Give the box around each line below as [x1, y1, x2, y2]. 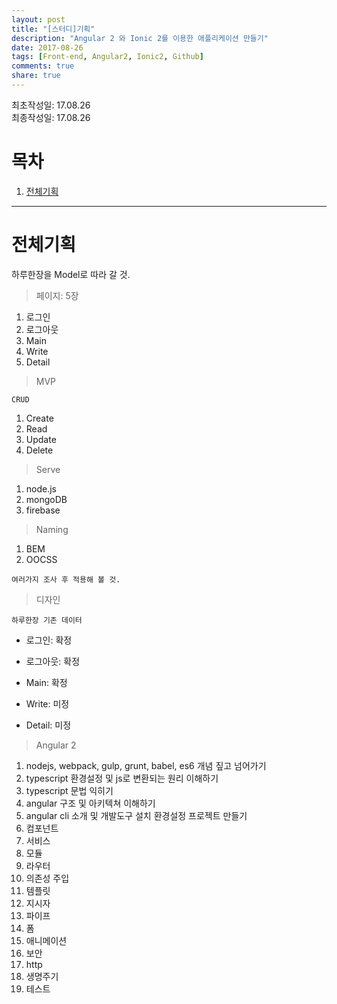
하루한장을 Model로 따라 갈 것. [11, 268, 131, 280]
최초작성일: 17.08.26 [11, 99, 91, 111]
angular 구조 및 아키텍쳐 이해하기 [25, 797, 156, 809]
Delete [25, 444, 54, 456]
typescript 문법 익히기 [25, 784, 114, 796]
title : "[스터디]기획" [11, 24, 96, 34]
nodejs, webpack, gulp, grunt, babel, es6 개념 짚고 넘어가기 [25, 759, 267, 771]
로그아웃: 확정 [25, 655, 81, 667]
